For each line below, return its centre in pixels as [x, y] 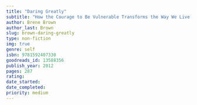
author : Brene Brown [31, 22]
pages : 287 [19, 71]
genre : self [21, 50]
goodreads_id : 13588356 [35, 60]
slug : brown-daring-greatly [40, 33]
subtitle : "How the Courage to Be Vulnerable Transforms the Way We [91, 17]
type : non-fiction [28, 38]
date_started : [23, 82]
